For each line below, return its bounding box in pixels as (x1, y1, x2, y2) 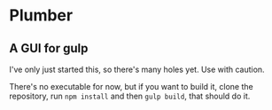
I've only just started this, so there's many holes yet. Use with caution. (9, 64, 265, 75)
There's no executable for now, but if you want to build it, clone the (9, 82, 254, 91)
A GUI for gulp (9, 41, 89, 56)
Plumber (9, 5, 74, 26)
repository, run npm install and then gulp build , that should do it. (9, 90, 251, 101)
